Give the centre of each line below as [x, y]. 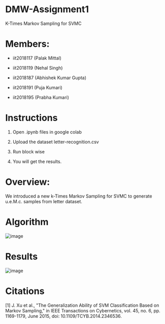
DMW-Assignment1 [47, 9]
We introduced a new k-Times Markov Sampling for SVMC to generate [79, 196]
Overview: [28, 182]
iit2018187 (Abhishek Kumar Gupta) [49, 78]
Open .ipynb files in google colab [47, 132]
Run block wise [28, 151]
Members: [27, 44]
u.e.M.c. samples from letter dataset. [44, 201]
